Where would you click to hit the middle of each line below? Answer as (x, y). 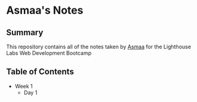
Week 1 (24, 86)
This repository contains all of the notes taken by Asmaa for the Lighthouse (98, 47)
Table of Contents (40, 72)
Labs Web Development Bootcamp (49, 53)
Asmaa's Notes (45, 10)
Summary (25, 33)
